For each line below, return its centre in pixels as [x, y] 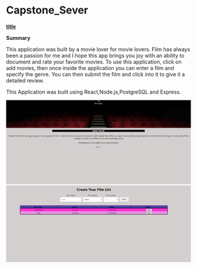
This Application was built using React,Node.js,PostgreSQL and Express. [94, 92]
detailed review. [25, 81]
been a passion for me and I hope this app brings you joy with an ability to [95, 55]
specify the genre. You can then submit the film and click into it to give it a [96, 74]
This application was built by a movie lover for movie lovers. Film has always [98, 49]
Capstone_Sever [47, 10]
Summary [18, 38]
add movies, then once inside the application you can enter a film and [90, 68]
